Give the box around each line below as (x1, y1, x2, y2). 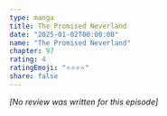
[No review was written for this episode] (9, 96, 159, 107)
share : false (9, 72, 59, 81)
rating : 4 (9, 55, 47, 64)
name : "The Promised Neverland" (9, 38, 131, 48)
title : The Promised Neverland (9, 22, 127, 31)
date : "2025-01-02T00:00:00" (9, 30, 119, 39)
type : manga (9, 13, 54, 22)
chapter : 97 (9, 47, 54, 56)
